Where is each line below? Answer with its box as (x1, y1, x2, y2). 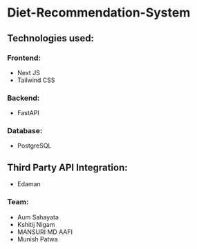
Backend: (7, 93, 40, 103)
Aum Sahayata (17, 212, 59, 221)
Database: (7, 126, 43, 136)
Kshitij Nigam (17, 220, 55, 228)
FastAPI (17, 109, 39, 117)
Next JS (17, 68, 40, 77)
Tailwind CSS (17, 76, 55, 84)
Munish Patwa (17, 235, 58, 243)
